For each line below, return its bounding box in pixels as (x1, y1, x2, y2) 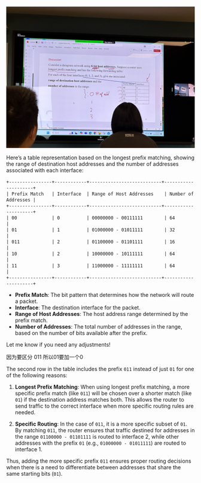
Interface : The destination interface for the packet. (14, 304, 141, 311)
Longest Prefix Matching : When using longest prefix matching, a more (14, 384, 190, 390)
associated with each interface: (6, 167, 84, 174)
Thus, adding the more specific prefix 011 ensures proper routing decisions (6, 457, 191, 464)
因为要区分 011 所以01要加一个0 (6, 354, 84, 360)
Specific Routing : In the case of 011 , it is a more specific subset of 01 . (14, 420, 187, 427)
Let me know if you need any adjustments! (6, 341, 111, 348)
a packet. (14, 297, 38, 305)
